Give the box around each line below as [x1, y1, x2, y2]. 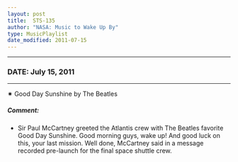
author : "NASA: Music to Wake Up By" [7, 23, 119, 31]
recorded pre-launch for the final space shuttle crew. [17, 146, 172, 155]
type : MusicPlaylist [7, 30, 69, 38]
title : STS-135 [7, 17, 55, 24]
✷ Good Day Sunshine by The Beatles [7, 90, 118, 98]
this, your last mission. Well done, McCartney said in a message [17, 139, 204, 148]
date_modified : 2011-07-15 [7, 37, 87, 44]
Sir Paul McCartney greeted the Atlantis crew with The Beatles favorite [17, 124, 224, 132]
